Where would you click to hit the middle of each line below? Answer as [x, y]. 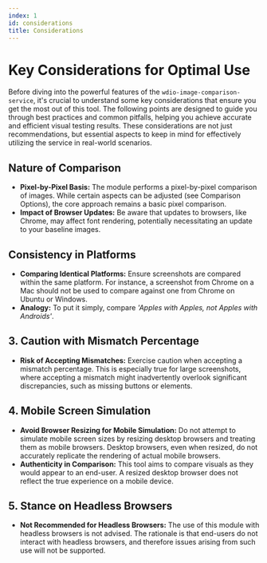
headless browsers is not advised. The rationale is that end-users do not [139, 533]
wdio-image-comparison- [201, 93]
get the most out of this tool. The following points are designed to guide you [133, 109]
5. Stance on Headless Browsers [90, 506]
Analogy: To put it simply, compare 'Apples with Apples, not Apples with [139, 307]
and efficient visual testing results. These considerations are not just [120, 126]
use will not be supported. [63, 550]
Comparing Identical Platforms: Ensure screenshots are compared [130, 274]
